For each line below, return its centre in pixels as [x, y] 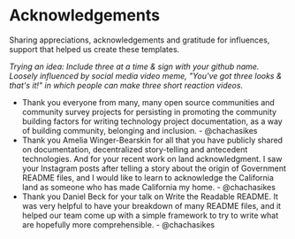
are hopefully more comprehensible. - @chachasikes [118, 224]
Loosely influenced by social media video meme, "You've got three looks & [146, 75]
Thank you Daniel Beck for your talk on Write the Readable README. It [150, 197]
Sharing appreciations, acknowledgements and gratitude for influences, [140, 40]
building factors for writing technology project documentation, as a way [152, 121]
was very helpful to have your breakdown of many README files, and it [151, 205]
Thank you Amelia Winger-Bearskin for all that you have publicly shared [152, 140]
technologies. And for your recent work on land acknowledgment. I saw [152, 158]
